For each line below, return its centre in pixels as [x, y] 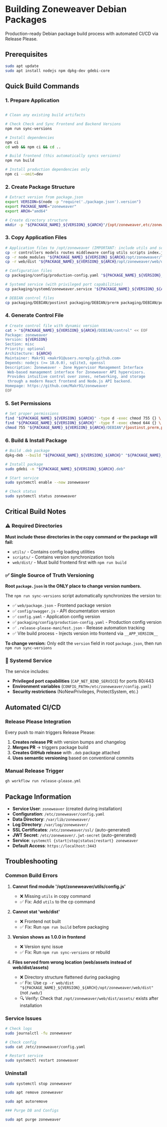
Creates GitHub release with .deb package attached [66, 753]
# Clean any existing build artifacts [45, 115]
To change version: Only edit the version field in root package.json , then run [83, 643]
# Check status [21, 492]
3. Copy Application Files [36, 238]
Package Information [38, 796]
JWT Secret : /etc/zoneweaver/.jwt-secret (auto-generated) [74, 835]
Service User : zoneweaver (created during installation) [67, 809]
